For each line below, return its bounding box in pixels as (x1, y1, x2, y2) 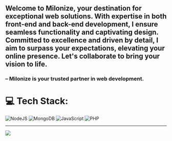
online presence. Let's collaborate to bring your (5, 52, 160, 61)
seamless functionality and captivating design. (5, 28, 159, 37)
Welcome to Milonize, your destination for (5, 4, 142, 13)
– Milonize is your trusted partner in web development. (5, 75, 144, 82)
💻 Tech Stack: (5, 95, 69, 107)
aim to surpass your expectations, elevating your (5, 44, 165, 53)
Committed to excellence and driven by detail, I (5, 36, 159, 45)
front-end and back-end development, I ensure (5, 20, 158, 29)
